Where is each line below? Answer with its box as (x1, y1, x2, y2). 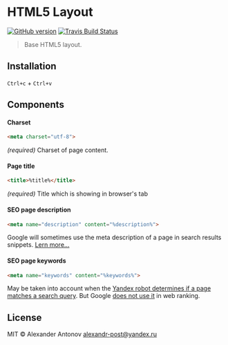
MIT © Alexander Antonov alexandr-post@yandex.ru (7, 330, 158, 339)
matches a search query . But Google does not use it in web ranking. (7, 292, 200, 300)
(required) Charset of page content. (7, 146, 108, 154)
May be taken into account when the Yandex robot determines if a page (7, 284, 211, 292)
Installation (7, 60, 57, 73)
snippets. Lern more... (7, 241, 70, 249)
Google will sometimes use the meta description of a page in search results (7, 233, 222, 242)
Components (7, 99, 64, 111)
